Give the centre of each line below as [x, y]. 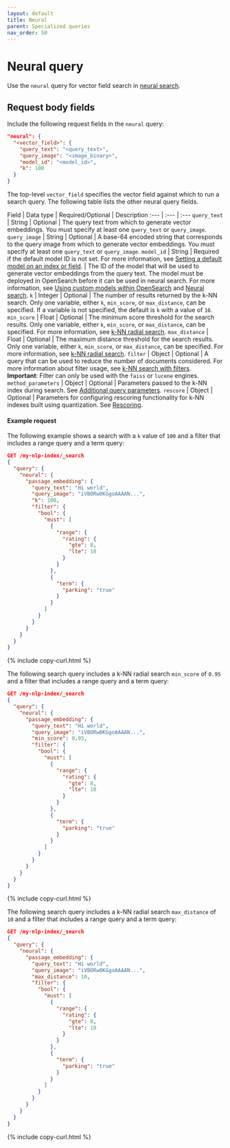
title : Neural [27, 20]
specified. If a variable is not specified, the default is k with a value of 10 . [110, 310]
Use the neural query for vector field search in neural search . [94, 86]
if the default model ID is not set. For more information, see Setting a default [115, 259]
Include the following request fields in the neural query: [86, 124]
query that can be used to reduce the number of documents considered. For [115, 361]
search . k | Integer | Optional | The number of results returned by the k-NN [112, 295]
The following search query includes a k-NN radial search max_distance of [112, 912]
